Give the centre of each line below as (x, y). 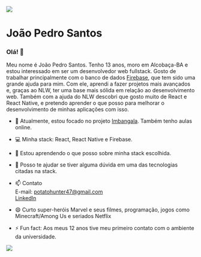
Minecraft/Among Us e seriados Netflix (63, 216)
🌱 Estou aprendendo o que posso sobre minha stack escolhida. (93, 153)
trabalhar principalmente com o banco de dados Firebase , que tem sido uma (101, 78)
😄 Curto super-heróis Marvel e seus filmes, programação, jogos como (102, 210)
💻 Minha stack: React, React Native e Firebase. (74, 140)
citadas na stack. (36, 171)
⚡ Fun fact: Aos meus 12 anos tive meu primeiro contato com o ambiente (104, 228)
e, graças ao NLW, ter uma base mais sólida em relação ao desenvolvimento (100, 90)
